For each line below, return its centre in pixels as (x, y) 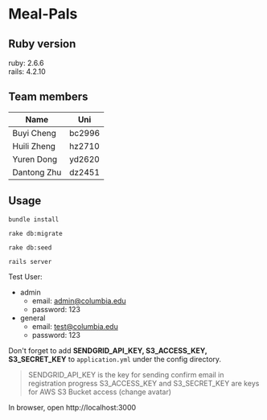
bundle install (34, 219)
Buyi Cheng (34, 133)
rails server (30, 261)
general (33, 318)
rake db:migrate (35, 233)
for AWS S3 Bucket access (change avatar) (99, 392)
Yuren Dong (35, 159)
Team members (48, 97)
